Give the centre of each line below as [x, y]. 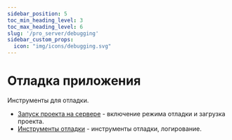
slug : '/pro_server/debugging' [53, 33]
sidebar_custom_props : [40, 40]
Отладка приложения [74, 81]
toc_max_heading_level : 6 [45, 27]
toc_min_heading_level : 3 [45, 20]
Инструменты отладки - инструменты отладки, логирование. [110, 128]
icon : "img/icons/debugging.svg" [63, 46]
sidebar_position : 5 [38, 14]
